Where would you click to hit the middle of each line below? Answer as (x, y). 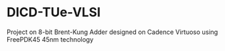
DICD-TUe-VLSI (54, 12)
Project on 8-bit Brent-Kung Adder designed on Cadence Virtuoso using (112, 32)
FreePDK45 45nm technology (50, 39)
